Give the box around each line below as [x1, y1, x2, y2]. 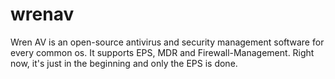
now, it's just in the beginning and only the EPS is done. [10, 57, 238, 69]
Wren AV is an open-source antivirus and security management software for [10, 36, 325, 48]
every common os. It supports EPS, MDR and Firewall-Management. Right [10, 46, 315, 58]
